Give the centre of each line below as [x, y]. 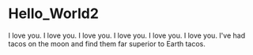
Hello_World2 [53, 14]
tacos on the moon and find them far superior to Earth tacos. [107, 43]
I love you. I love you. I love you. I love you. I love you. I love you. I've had [127, 35]
